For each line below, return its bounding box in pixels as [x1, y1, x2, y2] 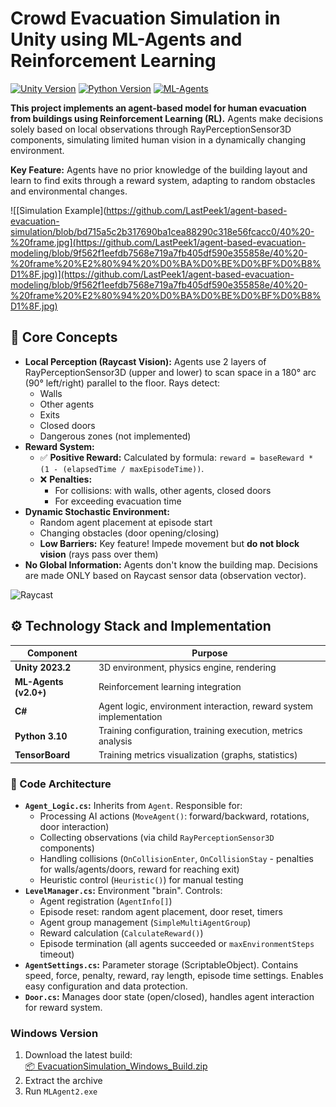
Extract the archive [24, 1075, 103, 1087]
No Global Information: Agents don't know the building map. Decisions [24, 558, 318, 571]
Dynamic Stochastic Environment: [24, 505, 170, 517]
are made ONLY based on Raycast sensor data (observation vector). [24, 569, 307, 581]
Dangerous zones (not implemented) [39, 430, 192, 442]
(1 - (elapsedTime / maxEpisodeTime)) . [39, 462, 205, 474]
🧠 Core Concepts [10, 329, 118, 346]
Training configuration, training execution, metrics [98, 725, 303, 737]
